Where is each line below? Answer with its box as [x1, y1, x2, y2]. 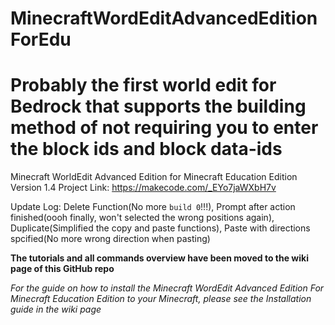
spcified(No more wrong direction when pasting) [10, 233, 211, 245]
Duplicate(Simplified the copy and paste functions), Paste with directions [10, 222, 311, 234]
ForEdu [10, 28, 72, 51]
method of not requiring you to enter [10, 117, 319, 139]
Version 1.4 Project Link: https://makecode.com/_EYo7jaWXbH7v [10, 182, 277, 194]
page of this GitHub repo [10, 263, 115, 275]
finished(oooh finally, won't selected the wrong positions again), [10, 212, 275, 224]
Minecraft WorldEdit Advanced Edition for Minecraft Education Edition [10, 171, 298, 183]
